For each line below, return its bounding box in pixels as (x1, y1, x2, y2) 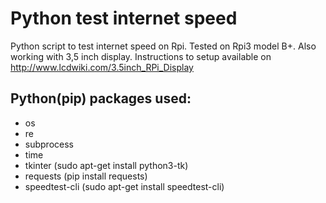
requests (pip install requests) (24, 170, 148, 182)
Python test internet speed (10, 7, 238, 30)
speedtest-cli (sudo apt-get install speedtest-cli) (24, 180, 225, 192)
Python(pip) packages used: (10, 90, 192, 107)
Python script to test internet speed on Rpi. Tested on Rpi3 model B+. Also (10, 40, 317, 52)
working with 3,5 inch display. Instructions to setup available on (10, 50, 272, 62)
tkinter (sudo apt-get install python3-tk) (24, 159, 189, 171)
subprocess (24, 138, 74, 150)
